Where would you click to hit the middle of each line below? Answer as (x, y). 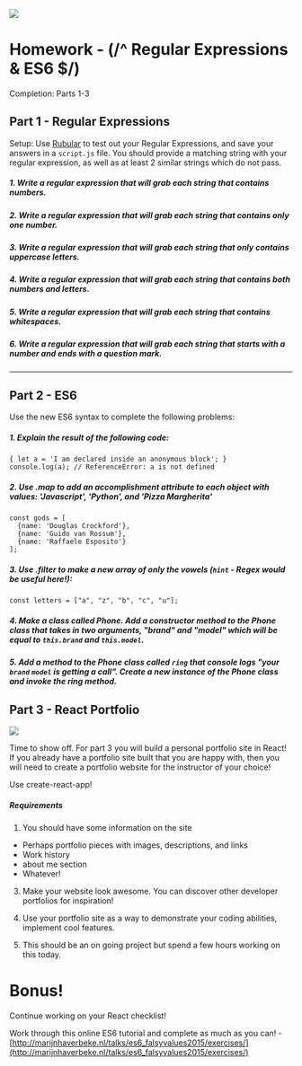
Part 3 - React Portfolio (75, 709)
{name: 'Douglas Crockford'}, (74, 526)
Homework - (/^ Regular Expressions (149, 50)
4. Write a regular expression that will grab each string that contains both (150, 279)
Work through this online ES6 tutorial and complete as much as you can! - (146, 1033)
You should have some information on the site (107, 828)
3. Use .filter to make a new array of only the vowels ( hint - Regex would (147, 569)
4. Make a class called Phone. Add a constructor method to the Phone (143, 621)
